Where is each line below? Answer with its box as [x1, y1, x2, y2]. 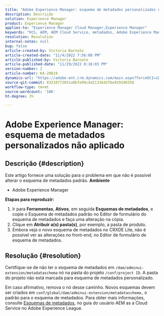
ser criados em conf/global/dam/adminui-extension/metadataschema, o [5, 290, 147, 295]
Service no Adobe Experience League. [5, 305, 83, 311]
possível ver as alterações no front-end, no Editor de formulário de [12, 232, 146, 238]
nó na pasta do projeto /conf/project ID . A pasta [58, 270, 158, 276]
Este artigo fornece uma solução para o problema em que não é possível [5, 172, 151, 178]
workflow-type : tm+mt [5, 84, 49, 90]
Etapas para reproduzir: [5, 196, 55, 202]
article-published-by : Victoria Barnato [5, 57, 89, 62]
